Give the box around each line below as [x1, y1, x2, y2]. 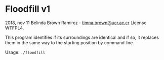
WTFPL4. [5, 25, 24, 30]
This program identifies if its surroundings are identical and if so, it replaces [5, 34, 159, 40]
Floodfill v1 [5, 3, 50, 15]
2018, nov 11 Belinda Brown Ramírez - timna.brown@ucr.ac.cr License [5, 20, 147, 26]
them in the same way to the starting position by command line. [5, 39, 134, 45]
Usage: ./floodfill [5, 49, 45, 55]
